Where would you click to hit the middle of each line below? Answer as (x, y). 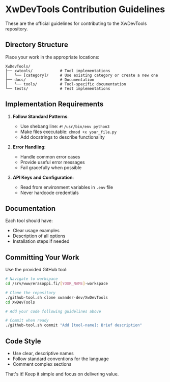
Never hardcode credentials (49, 193)
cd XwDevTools (20, 302)
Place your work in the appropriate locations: (52, 57)
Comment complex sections (42, 364)
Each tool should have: (29, 221)
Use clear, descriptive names (43, 353)
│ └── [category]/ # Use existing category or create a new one (82, 75)
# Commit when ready (27, 321)
